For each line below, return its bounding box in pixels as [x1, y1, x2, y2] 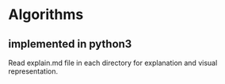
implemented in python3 [8, 37, 132, 51]
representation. [8, 67, 58, 76]
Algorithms [8, 6, 84, 24]
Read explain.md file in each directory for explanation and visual [8, 58, 218, 67]
